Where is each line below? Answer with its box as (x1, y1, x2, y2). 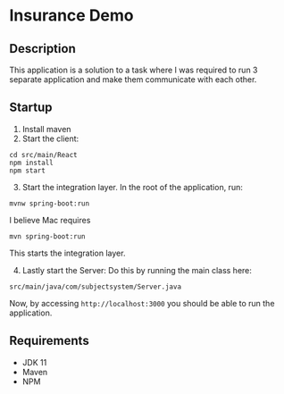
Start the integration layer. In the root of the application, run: (21, 181, 243, 192)
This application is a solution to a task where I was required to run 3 (9, 64, 258, 75)
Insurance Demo (9, 5, 134, 26)
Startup (9, 100, 53, 115)
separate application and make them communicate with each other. (9, 74, 257, 85)
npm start (9, 166, 46, 175)
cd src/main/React (9, 150, 78, 159)
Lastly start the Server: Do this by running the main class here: (21, 264, 253, 275)
